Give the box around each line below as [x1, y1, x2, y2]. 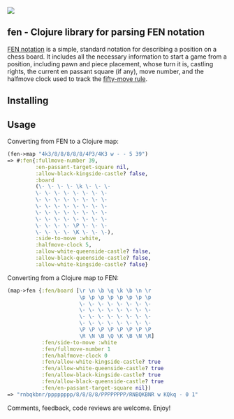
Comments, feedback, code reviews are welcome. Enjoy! [7, 404, 171, 412]
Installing [7, 95, 49, 107]
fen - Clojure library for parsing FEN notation [7, 27, 205, 38]
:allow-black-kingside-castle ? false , [35, 170, 149, 177]
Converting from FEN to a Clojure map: [7, 137, 119, 146]
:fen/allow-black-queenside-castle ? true [41, 378, 164, 385]
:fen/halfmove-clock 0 [41, 352, 108, 359]
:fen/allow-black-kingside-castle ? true [41, 372, 161, 378]
